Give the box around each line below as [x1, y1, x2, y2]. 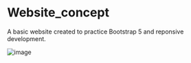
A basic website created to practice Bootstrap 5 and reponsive [7, 27, 184, 36]
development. [7, 34, 46, 42]
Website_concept [7, 5, 110, 21]
